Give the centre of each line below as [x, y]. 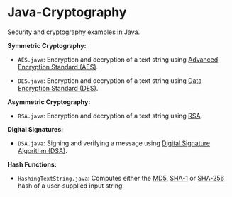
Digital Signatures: [35, 129]
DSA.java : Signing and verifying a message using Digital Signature [114, 143]
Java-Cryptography [67, 12]
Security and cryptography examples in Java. [74, 32]
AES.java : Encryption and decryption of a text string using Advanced [118, 59]
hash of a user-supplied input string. [71, 186]
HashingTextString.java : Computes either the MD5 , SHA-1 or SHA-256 [121, 178]
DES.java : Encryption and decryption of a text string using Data [110, 80]
